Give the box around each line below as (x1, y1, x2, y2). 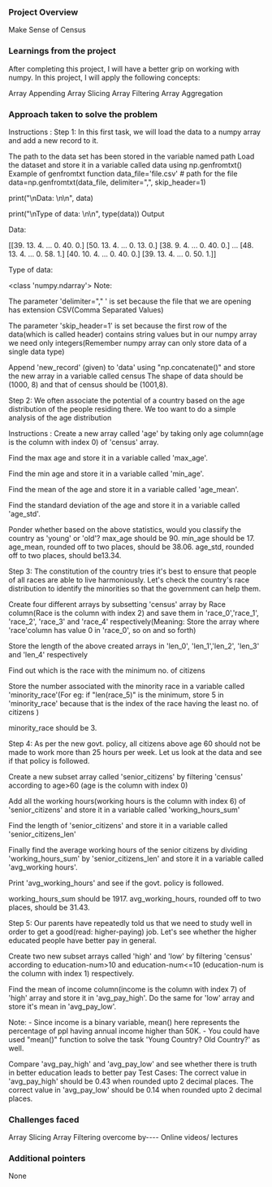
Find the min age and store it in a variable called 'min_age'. (8, 469, 205, 478)
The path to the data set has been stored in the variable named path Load (8, 151, 255, 161)
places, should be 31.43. (8, 902, 91, 912)
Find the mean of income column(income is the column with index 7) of (8, 984, 247, 994)
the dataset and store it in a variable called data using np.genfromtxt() (8, 159, 242, 169)
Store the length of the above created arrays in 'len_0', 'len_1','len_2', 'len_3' (8, 641, 260, 651)
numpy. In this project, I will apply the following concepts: (8, 72, 201, 82)
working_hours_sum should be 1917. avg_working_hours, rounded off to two (8, 893, 261, 903)
